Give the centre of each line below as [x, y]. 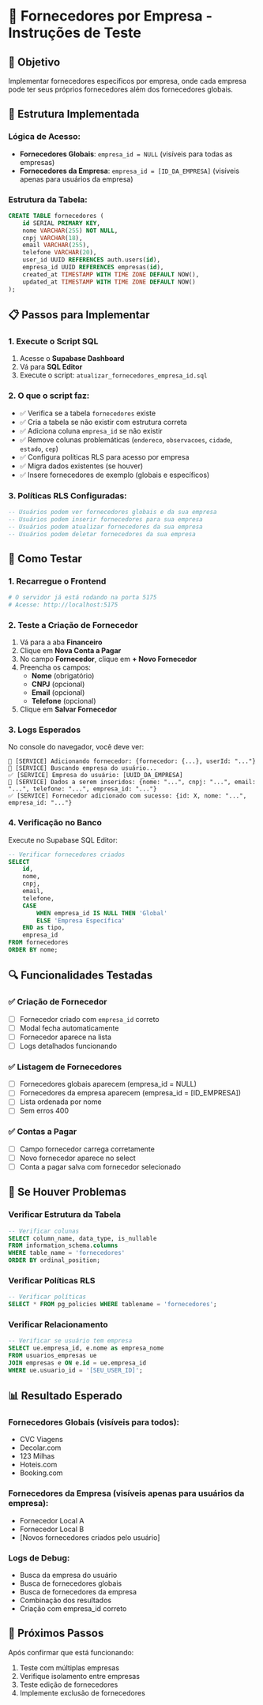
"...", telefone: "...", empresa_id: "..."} [83, 789]
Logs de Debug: [39, 1557]
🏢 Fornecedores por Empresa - [111, 16]
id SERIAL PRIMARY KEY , [62, 223]
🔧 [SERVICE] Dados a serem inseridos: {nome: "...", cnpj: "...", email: [132, 782]
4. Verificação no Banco [55, 823]
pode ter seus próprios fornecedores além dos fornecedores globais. [120, 89]
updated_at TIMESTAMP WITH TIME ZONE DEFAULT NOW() [109, 282]
